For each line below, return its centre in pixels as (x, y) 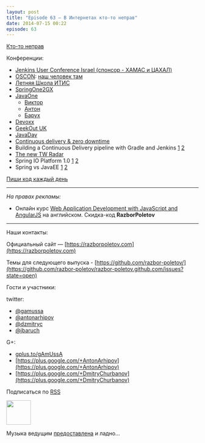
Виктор (34, 103)
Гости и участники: (31, 287)
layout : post (23, 12)
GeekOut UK (31, 128)
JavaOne (27, 96)
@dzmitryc (29, 324)
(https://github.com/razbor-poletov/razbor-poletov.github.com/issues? (95, 269)
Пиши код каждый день (37, 179)
